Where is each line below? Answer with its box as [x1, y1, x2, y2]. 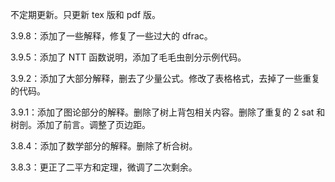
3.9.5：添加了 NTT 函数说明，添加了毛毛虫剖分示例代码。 [10, 51, 247, 63]
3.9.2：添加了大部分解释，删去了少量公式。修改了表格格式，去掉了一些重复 [10, 73, 321, 84]
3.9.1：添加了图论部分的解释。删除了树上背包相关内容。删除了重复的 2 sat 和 [10, 106, 326, 118]
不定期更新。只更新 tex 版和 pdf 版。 [10, 9, 162, 20]
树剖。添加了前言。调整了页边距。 [10, 119, 151, 130]
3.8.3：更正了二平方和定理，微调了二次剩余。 [10, 161, 198, 173]
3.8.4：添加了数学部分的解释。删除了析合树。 [10, 140, 198, 152]
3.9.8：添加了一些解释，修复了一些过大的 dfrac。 [10, 30, 213, 42]
